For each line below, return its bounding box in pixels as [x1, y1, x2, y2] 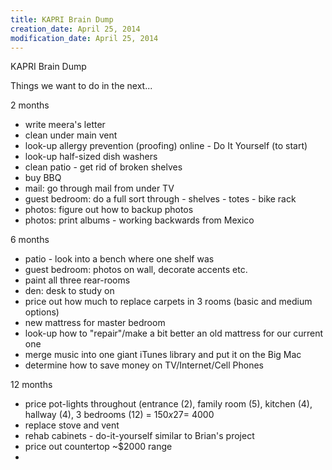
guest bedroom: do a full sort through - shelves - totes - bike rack [24, 193, 297, 205]
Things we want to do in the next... [10, 80, 153, 92]
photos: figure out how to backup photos [24, 204, 194, 216]
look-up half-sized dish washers [24, 151, 158, 163]
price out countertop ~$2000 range [24, 441, 173, 453]
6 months [10, 234, 50, 246]
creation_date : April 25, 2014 [10, 24, 141, 34]
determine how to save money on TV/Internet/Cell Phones [24, 359, 264, 371]
